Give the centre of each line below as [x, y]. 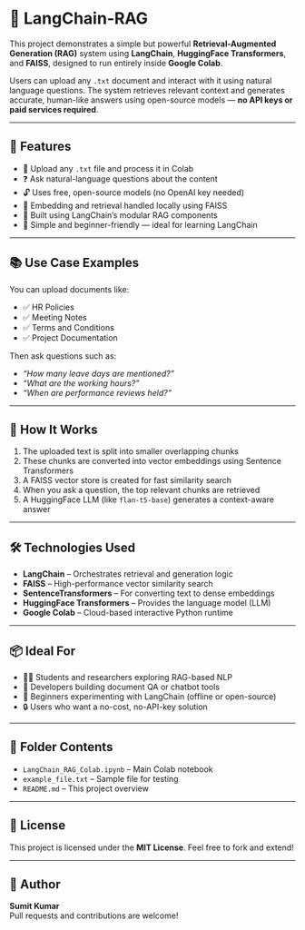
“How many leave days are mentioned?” [98, 373]
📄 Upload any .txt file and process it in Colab [108, 168]
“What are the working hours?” [81, 383]
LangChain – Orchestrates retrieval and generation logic [128, 574]
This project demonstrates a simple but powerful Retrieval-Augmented [143, 44]
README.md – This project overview [86, 788]
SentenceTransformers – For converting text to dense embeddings [148, 593]
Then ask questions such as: [63, 356]
